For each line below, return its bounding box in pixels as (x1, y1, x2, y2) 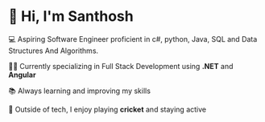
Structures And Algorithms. (8, 46, 99, 55)
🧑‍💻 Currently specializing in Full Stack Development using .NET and (8, 61, 234, 71)
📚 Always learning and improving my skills (8, 86, 151, 96)
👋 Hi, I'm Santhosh (8, 7, 135, 26)
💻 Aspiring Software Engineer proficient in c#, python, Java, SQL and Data (8, 34, 258, 43)
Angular (8, 70, 36, 79)
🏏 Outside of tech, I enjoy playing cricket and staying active (8, 104, 207, 114)
